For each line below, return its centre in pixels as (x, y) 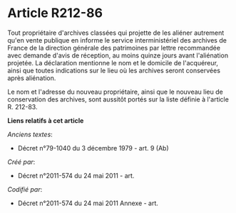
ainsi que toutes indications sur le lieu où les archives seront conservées (114, 70)
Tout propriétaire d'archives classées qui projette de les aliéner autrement (116, 33)
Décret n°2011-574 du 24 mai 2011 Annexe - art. (88, 203)
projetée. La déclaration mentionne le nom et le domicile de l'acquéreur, (113, 62)
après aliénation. (32, 78)
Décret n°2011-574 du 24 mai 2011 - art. (76, 175)
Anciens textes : (30, 134)
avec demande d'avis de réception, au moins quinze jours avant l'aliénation (118, 55)
